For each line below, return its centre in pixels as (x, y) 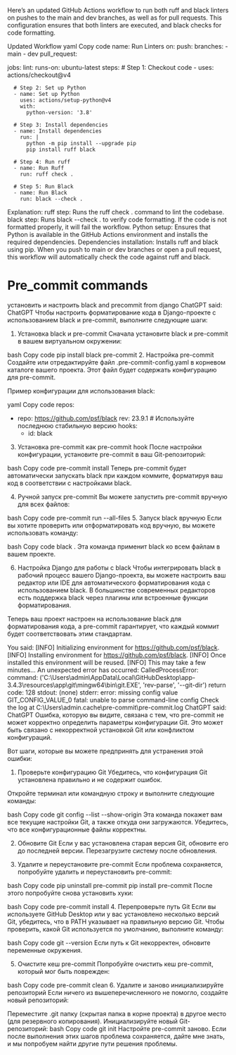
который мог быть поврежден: (64, 971)
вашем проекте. (32, 554)
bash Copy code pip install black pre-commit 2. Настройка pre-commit (111, 355)
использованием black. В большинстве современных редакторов (116, 590)
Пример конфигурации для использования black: (81, 391)
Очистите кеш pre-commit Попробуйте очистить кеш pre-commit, (116, 964)
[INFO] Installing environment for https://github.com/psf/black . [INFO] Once (117, 654)
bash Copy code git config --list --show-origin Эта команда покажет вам (115, 815)
